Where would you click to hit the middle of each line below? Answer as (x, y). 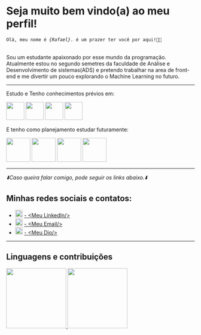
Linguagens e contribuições (60, 257)
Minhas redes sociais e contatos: (69, 199)
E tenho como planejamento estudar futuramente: (67, 129)
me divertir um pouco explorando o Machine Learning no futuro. (101, 76)
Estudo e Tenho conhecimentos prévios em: (60, 93)
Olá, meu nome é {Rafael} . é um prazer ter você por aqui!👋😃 (84, 40)
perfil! (22, 24)
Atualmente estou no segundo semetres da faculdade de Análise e (88, 64)
